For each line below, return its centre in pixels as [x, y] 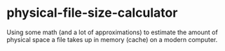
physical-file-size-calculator [92, 13]
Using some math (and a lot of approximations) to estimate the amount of [112, 32]
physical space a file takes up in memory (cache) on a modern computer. [112, 39]
